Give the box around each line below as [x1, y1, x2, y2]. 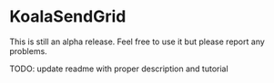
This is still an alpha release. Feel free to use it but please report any [9, 36, 266, 47]
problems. [9, 45, 47, 56]
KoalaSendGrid [9, 6, 127, 27]
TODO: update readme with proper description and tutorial [9, 63, 229, 74]
